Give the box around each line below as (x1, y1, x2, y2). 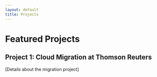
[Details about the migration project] (5, 66, 79, 72)
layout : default (5, 7, 39, 12)
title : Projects (5, 12, 39, 17)
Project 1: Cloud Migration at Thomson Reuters (5, 53, 152, 62)
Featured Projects (5, 33, 80, 45)
